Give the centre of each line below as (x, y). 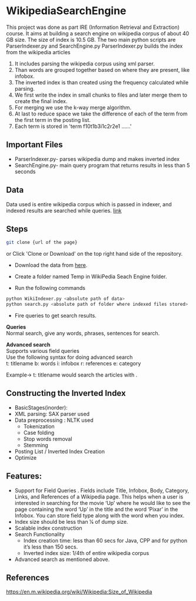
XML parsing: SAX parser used (52, 414)
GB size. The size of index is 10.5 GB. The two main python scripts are (91, 39)
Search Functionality (39, 534)
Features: (24, 476)
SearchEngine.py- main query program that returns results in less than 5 (102, 165)
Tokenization (39, 426)
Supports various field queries (43, 351)
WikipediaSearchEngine (66, 11)
